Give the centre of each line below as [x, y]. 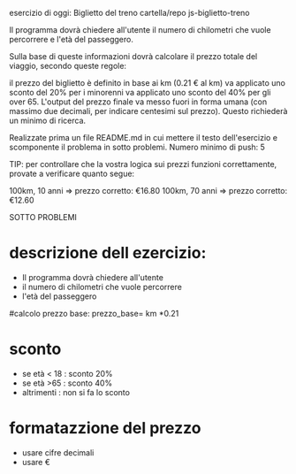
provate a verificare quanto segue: [72, 173]
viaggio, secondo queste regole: [68, 66]
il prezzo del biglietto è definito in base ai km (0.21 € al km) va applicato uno [147, 83]
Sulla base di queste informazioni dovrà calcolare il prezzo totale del [133, 56]
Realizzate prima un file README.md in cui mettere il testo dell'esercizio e [144, 138]
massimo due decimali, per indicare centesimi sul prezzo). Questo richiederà [148, 111]
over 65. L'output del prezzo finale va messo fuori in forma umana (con [138, 102]
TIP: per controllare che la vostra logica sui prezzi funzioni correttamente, [143, 164]
